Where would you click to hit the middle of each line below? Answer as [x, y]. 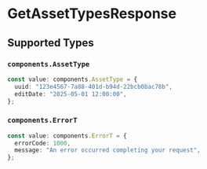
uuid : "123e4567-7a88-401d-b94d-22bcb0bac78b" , [94, 86]
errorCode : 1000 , [43, 143]
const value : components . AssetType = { [73, 79]
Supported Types [51, 43]
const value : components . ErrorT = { [67, 136]
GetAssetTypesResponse [92, 14]
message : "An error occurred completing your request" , [107, 150]
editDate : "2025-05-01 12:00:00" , [71, 94]
